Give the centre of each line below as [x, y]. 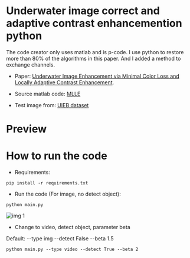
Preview [27, 129]
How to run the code [57, 156]
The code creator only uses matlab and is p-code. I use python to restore [95, 52]
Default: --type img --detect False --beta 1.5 [60, 239]
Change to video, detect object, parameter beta [73, 227]
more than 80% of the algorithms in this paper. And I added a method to [94, 58]
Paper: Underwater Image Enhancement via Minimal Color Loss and [97, 76]
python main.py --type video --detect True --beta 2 [72, 249]
